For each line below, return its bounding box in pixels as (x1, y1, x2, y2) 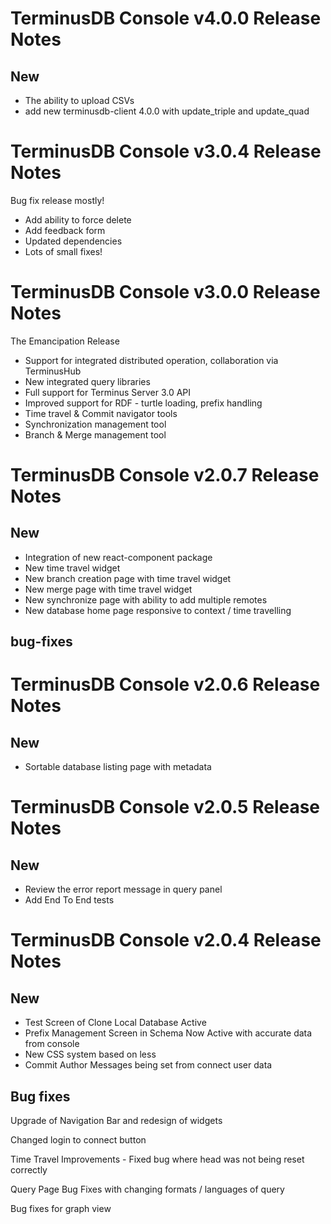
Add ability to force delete (24, 213, 132, 226)
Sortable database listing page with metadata (24, 761, 212, 773)
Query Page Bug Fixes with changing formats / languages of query (10, 1183, 285, 1196)
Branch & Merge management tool (24, 428, 167, 441)
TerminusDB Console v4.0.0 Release (10, 7, 322, 30)
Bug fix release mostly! (10, 194, 105, 206)
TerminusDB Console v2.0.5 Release (10, 796, 321, 819)
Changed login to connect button (10, 1134, 147, 1146)
